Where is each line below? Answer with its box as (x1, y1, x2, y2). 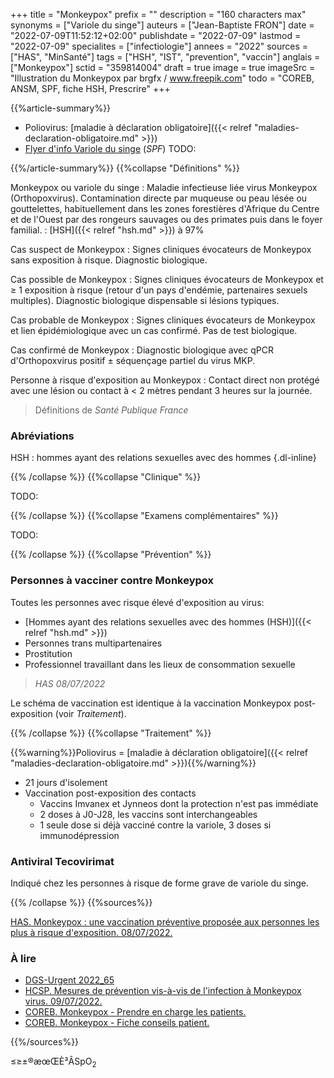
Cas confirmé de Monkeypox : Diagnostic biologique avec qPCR (10, 344, 274, 356)
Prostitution (24, 647, 73, 659)
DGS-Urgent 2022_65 (24, 974, 115, 986)
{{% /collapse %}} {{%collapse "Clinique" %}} (10, 471, 202, 483)
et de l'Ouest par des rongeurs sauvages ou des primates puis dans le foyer (10, 214, 323, 225)
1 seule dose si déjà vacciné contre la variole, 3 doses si (39, 819, 272, 831)
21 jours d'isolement (24, 776, 108, 788)
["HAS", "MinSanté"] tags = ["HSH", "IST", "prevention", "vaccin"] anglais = (10, 51, 321, 63)
